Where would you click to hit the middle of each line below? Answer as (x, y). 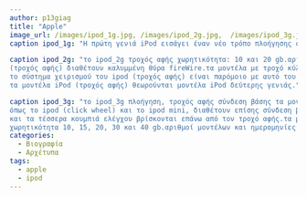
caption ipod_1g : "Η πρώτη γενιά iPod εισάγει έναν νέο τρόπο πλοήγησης (151, 43)
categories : (32, 136)
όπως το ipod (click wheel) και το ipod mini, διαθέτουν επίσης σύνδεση (151, 110)
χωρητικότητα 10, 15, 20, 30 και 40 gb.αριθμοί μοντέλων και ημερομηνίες (153, 127)
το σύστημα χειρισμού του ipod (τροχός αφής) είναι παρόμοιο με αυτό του (153, 77)
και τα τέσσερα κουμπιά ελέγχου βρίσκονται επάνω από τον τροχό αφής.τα (151, 119)
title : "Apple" (38, 26)
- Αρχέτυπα (38, 153)
